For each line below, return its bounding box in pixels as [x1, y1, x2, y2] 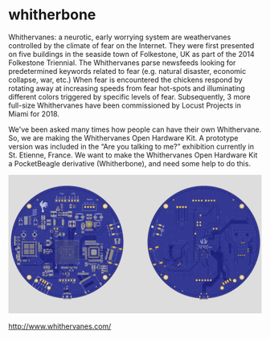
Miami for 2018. [8, 108, 60, 118]
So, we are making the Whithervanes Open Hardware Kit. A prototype [8, 133, 239, 142]
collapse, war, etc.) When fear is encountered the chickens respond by [8, 75, 243, 84]
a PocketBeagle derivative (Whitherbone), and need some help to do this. [8, 158, 252, 168]
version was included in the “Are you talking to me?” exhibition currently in [8, 141, 255, 151]
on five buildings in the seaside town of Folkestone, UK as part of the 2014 [8, 49, 255, 59]
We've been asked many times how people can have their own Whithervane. [8, 125, 262, 134]
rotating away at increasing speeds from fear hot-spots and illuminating [8, 83, 245, 93]
